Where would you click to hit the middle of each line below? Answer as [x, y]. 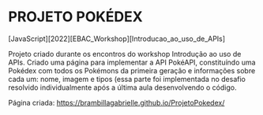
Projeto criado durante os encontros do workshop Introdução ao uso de [125, 54]
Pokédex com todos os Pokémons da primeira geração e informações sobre [132, 70]
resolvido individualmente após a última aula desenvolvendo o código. [122, 87]
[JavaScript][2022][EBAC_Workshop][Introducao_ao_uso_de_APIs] [117, 39]
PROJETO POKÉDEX [76, 17]
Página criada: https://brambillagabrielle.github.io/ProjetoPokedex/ [116, 102]
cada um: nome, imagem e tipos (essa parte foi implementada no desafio [127, 79]
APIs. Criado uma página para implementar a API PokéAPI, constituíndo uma [132, 62]
